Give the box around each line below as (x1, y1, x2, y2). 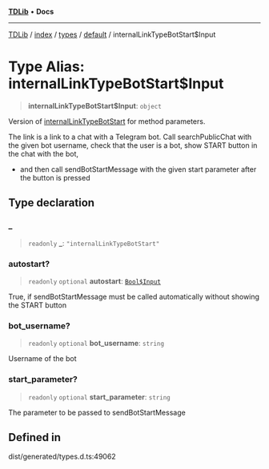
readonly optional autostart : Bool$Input (27, 276, 162, 286)
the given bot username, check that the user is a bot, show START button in (8, 140, 258, 150)
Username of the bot (8, 354, 77, 364)
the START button (8, 300, 66, 310)
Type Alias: (8, 58, 86, 76)
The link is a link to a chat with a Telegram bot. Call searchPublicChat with (8, 132, 252, 141)
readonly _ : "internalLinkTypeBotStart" (27, 238, 160, 248)
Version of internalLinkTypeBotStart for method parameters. (8, 116, 206, 126)
